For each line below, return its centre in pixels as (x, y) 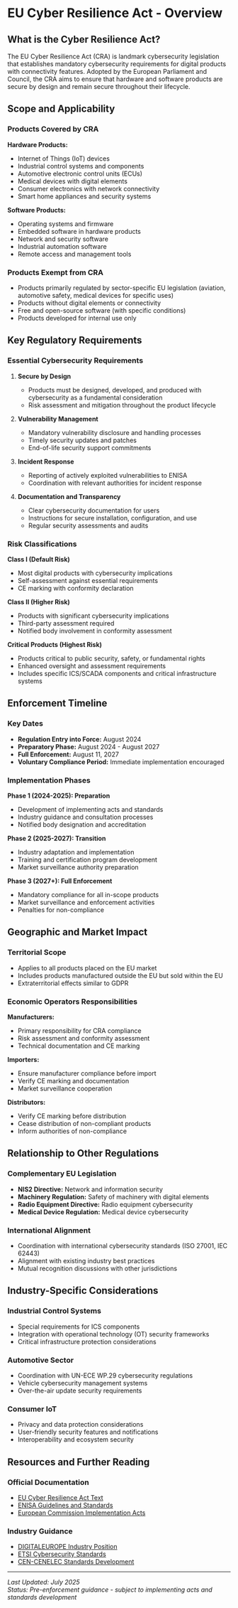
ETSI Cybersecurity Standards (62, 1554)
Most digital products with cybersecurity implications (95, 573)
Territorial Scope (37, 953)
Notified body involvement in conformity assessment (95, 631)
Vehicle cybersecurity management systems (83, 1383)
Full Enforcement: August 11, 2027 (68, 754)
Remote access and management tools (74, 254)
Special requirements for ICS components (79, 1326)
